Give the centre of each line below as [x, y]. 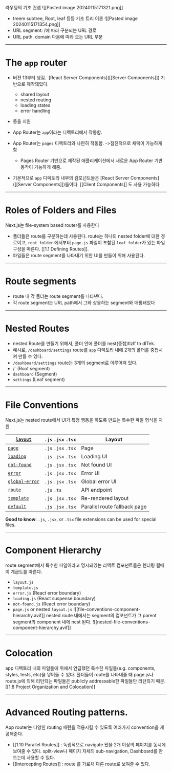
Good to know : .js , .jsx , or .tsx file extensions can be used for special [81, 519]
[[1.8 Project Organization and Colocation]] [50, 687]
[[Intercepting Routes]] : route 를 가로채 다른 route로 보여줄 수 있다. [81, 764]
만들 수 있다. [30, 356]
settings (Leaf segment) [39, 379]
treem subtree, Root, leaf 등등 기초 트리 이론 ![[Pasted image [75, 19]
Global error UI [99, 481]
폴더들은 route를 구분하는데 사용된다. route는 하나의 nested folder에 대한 [86, 236]
